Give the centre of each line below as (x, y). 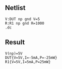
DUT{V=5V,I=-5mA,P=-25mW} (31, 57)
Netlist (15, 8)
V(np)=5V (14, 53)
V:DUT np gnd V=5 (23, 19)
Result (15, 42)
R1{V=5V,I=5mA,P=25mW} (28, 62)
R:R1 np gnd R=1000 (25, 23)
